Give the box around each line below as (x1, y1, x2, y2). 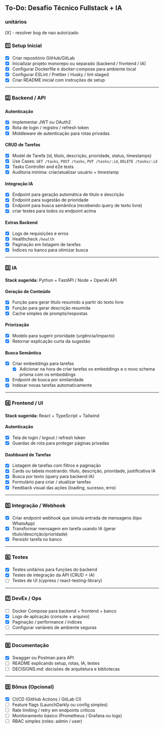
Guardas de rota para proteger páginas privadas (12, 440, 109, 446)
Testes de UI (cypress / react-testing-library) (12, 578, 102, 583)
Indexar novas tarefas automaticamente (12, 382, 92, 388)
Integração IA (5, 181, 33, 187)
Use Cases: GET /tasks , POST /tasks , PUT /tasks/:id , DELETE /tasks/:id (12, 158, 158, 164)
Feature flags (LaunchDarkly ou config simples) (12, 702, 108, 708)
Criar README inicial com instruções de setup (12, 77, 105, 83)
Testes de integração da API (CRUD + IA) (12, 572, 95, 578)
